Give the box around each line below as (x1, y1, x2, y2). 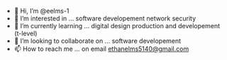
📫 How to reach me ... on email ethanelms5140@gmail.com (13, 44, 189, 53)
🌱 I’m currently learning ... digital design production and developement (13, 22, 221, 30)
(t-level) (13, 29, 38, 37)
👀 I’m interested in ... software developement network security (13, 14, 196, 23)
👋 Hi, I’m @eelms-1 (13, 7, 70, 15)
